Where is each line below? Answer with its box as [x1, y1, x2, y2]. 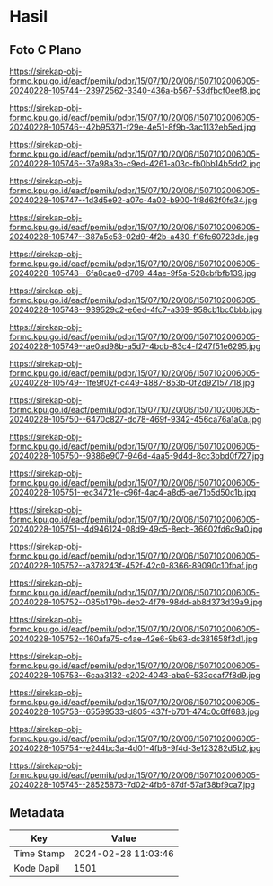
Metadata [9, 805, 65, 820]
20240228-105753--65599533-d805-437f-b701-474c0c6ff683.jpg [9, 706, 260, 717]
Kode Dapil [13, 862, 60, 874]
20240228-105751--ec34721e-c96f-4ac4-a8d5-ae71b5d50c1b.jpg [9, 488, 257, 497]
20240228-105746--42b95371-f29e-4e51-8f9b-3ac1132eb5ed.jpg [9, 121, 257, 132]
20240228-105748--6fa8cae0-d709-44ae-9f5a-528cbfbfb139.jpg [9, 268, 257, 278]
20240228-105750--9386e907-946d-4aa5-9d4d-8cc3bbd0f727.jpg [9, 451, 265, 461]
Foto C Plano [9, 42, 82, 58]
